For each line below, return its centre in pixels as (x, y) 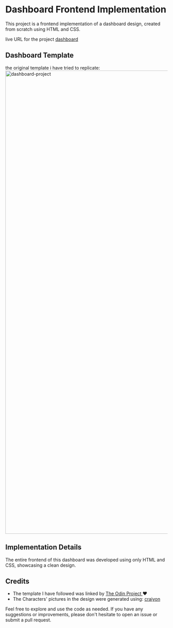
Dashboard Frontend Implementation (86, 10)
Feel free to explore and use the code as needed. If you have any (74, 609)
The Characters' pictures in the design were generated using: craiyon (86, 599)
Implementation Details (44, 547)
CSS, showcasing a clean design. (41, 565)
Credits (18, 581)
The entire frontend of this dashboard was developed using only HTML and (85, 560)
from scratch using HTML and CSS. (43, 29)
